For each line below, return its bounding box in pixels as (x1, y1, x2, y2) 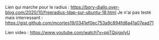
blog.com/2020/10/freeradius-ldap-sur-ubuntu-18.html (5, 9, 117, 15)
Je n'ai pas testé (118, 9, 152, 15)
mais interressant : (5, 15, 43, 20)
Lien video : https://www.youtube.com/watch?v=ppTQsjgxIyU (5, 30, 130, 35)
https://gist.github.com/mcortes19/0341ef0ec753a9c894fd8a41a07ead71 (5, 20, 154, 26)
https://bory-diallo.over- (71, 4, 119, 10)
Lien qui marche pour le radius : (5, 4, 70, 10)
